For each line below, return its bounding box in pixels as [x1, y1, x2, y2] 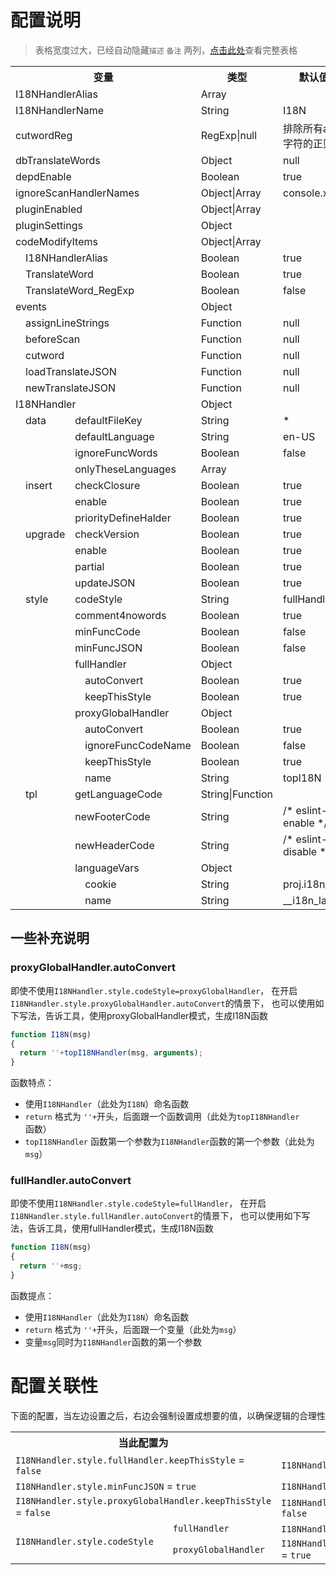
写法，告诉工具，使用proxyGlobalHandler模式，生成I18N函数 [18, 1009, 268, 1021]
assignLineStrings [25, 316, 110, 330]
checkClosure [74, 478, 141, 492]
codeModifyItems [15, 234, 98, 248]
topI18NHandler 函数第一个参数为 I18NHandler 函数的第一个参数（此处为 [24, 1136, 315, 1148]
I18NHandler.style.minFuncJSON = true [15, 1479, 197, 1493]
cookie [84, 877, 117, 891]
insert [25, 478, 53, 492]
